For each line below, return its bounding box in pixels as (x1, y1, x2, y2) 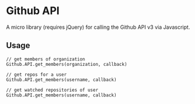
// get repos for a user (6, 72, 67, 78)
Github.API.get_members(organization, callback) (6, 61, 127, 67)
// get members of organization (6, 56, 85, 62)
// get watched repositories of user (6, 87, 99, 93)
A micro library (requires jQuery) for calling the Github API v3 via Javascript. (6, 24, 190, 31)
